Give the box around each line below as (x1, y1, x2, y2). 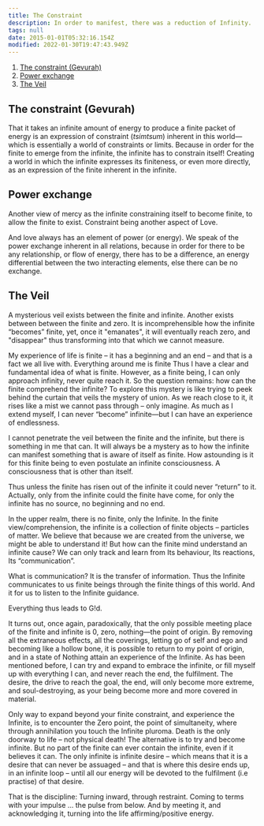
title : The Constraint (8, 11, 83, 20)
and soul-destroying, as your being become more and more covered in (8, 685, 238, 695)
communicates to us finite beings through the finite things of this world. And (8, 580, 255, 589)
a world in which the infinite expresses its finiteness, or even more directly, (8, 156, 251, 166)
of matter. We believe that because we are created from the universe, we (8, 531, 245, 540)
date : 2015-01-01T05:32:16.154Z (8, 33, 114, 42)
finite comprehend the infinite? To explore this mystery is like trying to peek (8, 384, 253, 393)
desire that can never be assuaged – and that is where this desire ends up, (8, 760, 250, 769)
